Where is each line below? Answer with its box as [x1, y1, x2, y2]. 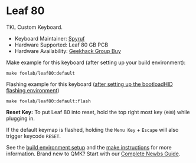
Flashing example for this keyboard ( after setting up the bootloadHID [6, 81, 173, 88]
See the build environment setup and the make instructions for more [6, 144, 172, 151]
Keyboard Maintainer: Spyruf [14, 35, 85, 42]
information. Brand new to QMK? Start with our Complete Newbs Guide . [6, 150, 181, 157]
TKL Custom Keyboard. [6, 24, 63, 31]
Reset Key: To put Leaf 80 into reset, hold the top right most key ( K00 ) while [6, 108, 190, 115]
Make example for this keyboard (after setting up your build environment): [6, 59, 186, 66]
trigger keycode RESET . [6, 132, 61, 139]
